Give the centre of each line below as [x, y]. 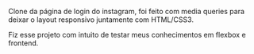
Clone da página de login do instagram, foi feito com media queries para [126, 11]
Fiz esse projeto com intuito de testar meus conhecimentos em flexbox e [127, 35]
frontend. [23, 43]
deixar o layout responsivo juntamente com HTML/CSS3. [101, 20]
